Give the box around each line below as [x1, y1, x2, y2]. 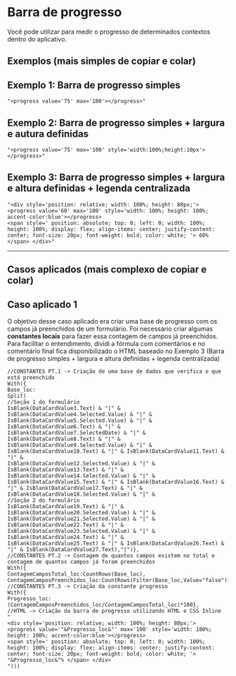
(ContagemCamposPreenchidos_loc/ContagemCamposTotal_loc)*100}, [7, 601, 199, 608]
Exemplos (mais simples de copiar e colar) [7, 55, 197, 67]
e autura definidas [7, 128, 89, 140]
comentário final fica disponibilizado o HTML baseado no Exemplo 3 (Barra [7, 347, 225, 355]
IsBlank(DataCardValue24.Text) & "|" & [7, 533, 124, 541]
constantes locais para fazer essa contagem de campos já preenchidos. [7, 331, 218, 340]
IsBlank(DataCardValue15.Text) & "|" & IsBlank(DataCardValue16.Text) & [7, 478, 225, 485]
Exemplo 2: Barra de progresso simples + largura [7, 117, 225, 128]
